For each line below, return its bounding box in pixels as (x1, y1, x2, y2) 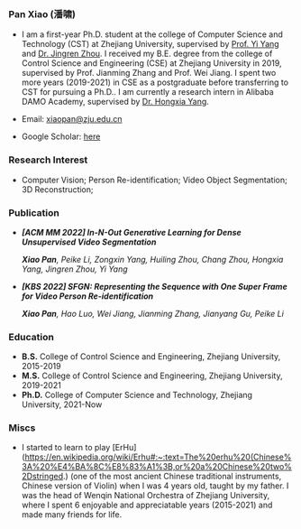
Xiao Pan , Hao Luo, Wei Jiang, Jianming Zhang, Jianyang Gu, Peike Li (21, 308, 285, 319)
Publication (8, 206, 59, 218)
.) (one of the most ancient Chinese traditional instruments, (62, 471, 282, 482)
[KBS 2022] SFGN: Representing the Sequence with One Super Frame (21, 281, 287, 292)
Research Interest (8, 153, 88, 166)
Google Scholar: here (21, 131, 101, 142)
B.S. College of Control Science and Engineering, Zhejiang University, (21, 351, 281, 362)
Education (8, 330, 55, 343)
